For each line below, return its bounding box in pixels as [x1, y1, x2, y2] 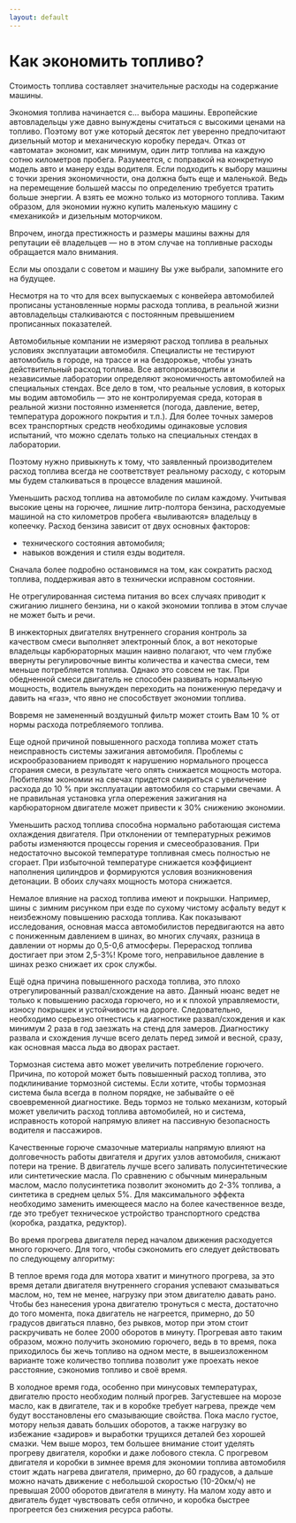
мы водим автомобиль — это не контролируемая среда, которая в [9, 391, 262, 403]
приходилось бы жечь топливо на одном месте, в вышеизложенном [9, 1345, 269, 1356]
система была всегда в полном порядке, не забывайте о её [9, 1086, 235, 1098]
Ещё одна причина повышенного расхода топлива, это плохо [9, 976, 241, 986]
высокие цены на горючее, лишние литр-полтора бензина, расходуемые [9, 501, 285, 512]
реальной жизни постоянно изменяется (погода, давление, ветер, [9, 401, 261, 412]
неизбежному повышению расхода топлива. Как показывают [9, 911, 242, 922]
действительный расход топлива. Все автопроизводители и [9, 364, 236, 375]
